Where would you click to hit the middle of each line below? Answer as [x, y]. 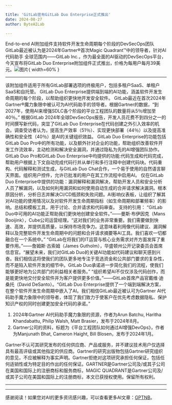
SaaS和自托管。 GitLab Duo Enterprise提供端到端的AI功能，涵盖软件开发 [82, 92]
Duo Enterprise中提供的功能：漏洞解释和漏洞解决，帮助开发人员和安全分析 [84, 182]
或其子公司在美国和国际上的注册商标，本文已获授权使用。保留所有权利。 [81, 377]
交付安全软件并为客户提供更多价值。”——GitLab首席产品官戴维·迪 [95, 278]
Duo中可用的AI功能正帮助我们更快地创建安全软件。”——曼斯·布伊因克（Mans [85, 214]
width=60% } [46, 69]
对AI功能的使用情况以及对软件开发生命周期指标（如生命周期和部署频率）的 [84, 201]
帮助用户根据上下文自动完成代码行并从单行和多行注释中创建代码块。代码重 [84, 162]
